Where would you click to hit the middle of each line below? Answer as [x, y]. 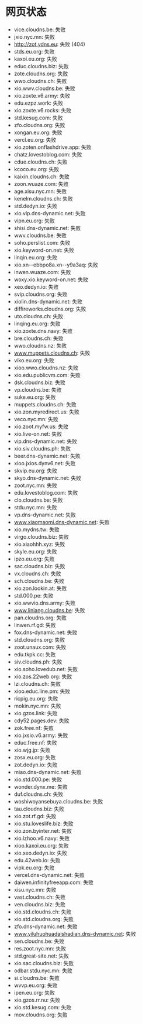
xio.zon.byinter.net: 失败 [43, 830]
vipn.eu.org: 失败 [34, 221]
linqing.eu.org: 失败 [37, 323]
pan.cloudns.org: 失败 [40, 618]
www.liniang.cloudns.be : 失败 [49, 610]
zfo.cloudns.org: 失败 [39, 125]
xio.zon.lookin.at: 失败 [40, 588]
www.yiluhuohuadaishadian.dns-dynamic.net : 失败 [75, 933]
